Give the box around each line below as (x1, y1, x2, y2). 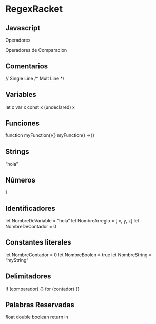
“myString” (5, 257, 29, 263)
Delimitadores (5, 272, 51, 281)
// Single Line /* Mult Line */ (5, 75, 65, 82)
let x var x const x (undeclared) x (5, 104, 75, 110)
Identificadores (5, 204, 55, 213)
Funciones (5, 119, 40, 128)
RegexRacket (5, 3, 63, 15)
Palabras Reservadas (5, 300, 74, 309)
